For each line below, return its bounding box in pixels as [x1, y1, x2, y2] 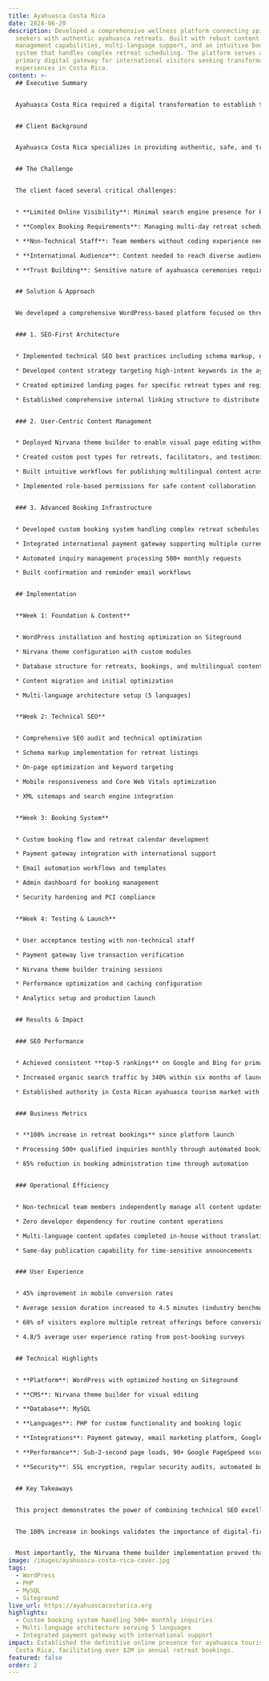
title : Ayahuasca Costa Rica [8, 11, 106, 20]
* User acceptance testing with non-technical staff [15, 936, 195, 945]
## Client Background [15, 122, 88, 130]
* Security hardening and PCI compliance [15, 893, 156, 901]
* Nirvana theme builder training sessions [15, 965, 163, 973]
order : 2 [8, 1661, 38, 1669]
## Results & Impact [15, 1016, 84, 1024]
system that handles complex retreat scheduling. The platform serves [15, 49, 256, 57]
